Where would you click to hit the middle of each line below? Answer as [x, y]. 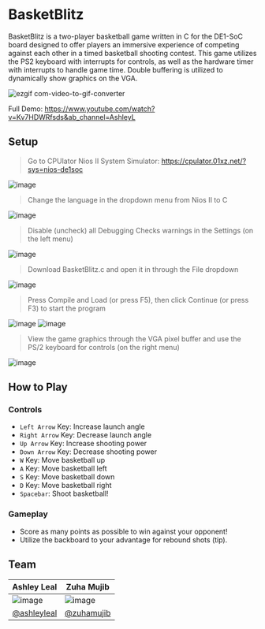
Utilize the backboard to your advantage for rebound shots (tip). [123, 540]
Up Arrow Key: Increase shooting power [83, 444]
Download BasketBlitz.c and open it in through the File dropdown [133, 269]
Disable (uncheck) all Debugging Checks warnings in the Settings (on [140, 230]
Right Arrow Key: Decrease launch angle [86, 435]
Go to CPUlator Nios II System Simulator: [93, 161]
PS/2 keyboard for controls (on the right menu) [103, 347]
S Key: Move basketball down [67, 477]
